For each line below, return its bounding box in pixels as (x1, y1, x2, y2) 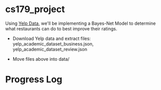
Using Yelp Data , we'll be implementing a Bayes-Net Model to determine (5, 20, 156, 26)
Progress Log (5, 74, 62, 85)
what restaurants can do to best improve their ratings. (5, 25, 117, 31)
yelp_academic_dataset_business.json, (12, 40, 94, 47)
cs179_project (5, 4, 65, 15)
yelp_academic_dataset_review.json (12, 46, 88, 52)
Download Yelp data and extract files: (12, 35, 91, 41)
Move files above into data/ (12, 56, 70, 62)
